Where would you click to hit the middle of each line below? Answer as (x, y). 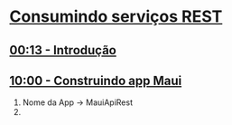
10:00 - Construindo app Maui (96, 80)
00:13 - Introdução (63, 50)
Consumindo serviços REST (116, 17)
